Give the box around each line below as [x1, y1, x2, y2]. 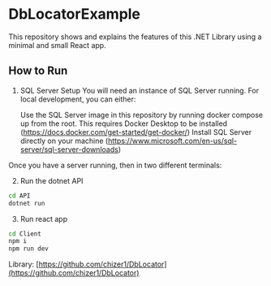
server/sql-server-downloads [19, 144, 119, 154]
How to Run [8, 64, 68, 78]
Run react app [19, 214, 68, 223]
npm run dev [8, 245, 49, 253]
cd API [8, 192, 31, 200]
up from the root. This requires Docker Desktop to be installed [19, 119, 228, 128]
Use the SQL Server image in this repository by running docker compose [19, 110, 264, 119]
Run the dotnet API [19, 175, 84, 185]
